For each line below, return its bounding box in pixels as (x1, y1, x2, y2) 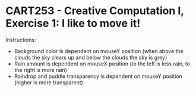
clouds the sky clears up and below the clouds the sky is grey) (14, 54, 167, 61)
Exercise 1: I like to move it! (5, 17, 141, 30)
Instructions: (5, 36, 36, 43)
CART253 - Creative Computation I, (5, 4, 185, 18)
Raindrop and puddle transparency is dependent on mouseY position (14, 73, 182, 80)
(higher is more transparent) (14, 78, 84, 86)
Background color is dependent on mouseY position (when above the (14, 47, 184, 54)
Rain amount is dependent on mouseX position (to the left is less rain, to (14, 60, 191, 67)
